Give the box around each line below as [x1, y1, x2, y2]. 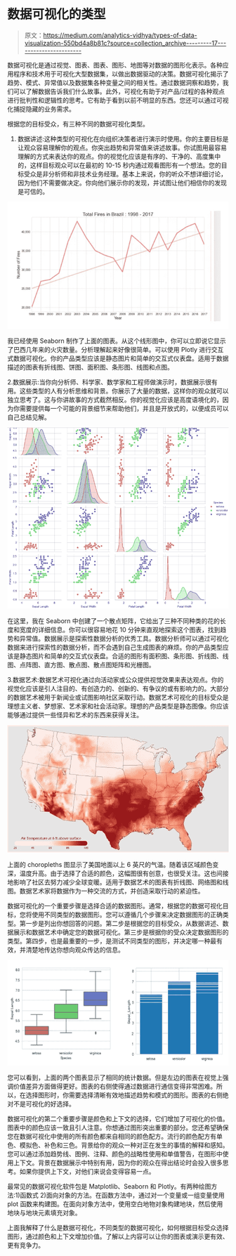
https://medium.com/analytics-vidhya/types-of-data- [43, 31, 198, 39]
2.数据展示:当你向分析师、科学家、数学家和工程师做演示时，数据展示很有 [7, 377, 218, 386]
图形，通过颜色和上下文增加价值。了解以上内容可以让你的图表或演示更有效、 [7, 1232, 229, 1241]
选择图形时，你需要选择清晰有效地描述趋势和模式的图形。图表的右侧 [25, 1091, 223, 1099]
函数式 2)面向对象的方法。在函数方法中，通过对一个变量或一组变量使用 [20, 1191, 225, 1200]
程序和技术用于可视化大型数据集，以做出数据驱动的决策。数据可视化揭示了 [13, 70, 229, 78]
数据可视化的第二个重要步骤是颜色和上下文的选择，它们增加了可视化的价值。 [7, 1115, 229, 1123]
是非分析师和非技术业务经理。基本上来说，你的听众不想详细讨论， [36, 169, 227, 178]
